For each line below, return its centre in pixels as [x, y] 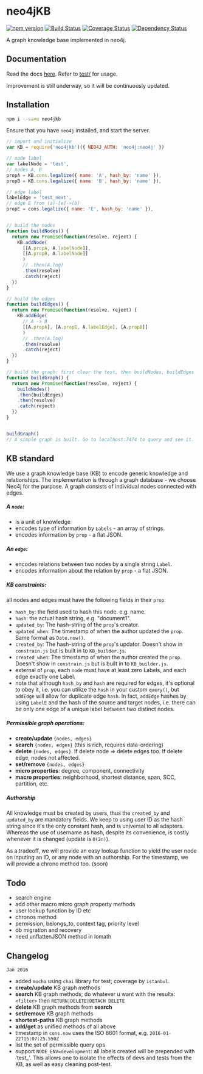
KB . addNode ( [32, 242]
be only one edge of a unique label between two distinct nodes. [95, 709]
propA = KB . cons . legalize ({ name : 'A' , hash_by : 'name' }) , [84, 175]
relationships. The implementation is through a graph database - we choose [101, 479]
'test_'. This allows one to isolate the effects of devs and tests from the [103, 1058]
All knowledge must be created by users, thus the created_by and [88, 813]
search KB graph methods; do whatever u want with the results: [95, 994]
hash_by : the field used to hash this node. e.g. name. [80, 612]
